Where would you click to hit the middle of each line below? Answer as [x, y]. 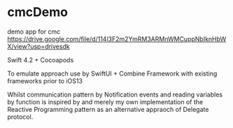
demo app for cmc [34, 31]
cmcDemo [38, 12]
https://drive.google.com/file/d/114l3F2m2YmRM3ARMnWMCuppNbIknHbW [117, 38]
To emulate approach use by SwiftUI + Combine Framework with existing [112, 73]
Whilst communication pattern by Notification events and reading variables [115, 94]
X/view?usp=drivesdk [38, 46]
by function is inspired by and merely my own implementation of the [105, 101]
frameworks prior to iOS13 [45, 80]
